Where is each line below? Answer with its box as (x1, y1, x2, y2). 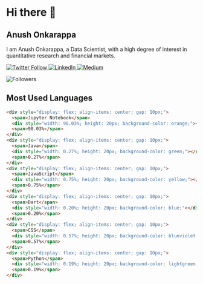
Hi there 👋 (6, 5, 56, 19)
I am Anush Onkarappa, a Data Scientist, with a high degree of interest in (6, 45, 187, 53)
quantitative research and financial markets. (6, 52, 116, 59)
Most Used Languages (6, 93, 92, 104)
